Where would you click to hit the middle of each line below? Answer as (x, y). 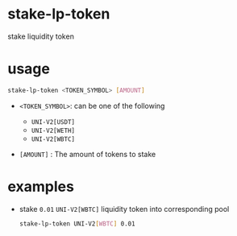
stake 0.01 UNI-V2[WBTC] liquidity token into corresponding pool (124, 209)
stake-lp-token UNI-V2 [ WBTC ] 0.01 (77, 224)
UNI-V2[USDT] (53, 122)
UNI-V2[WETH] (53, 130)
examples (41, 186)
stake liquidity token (41, 36)
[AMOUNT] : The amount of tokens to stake (87, 154)
